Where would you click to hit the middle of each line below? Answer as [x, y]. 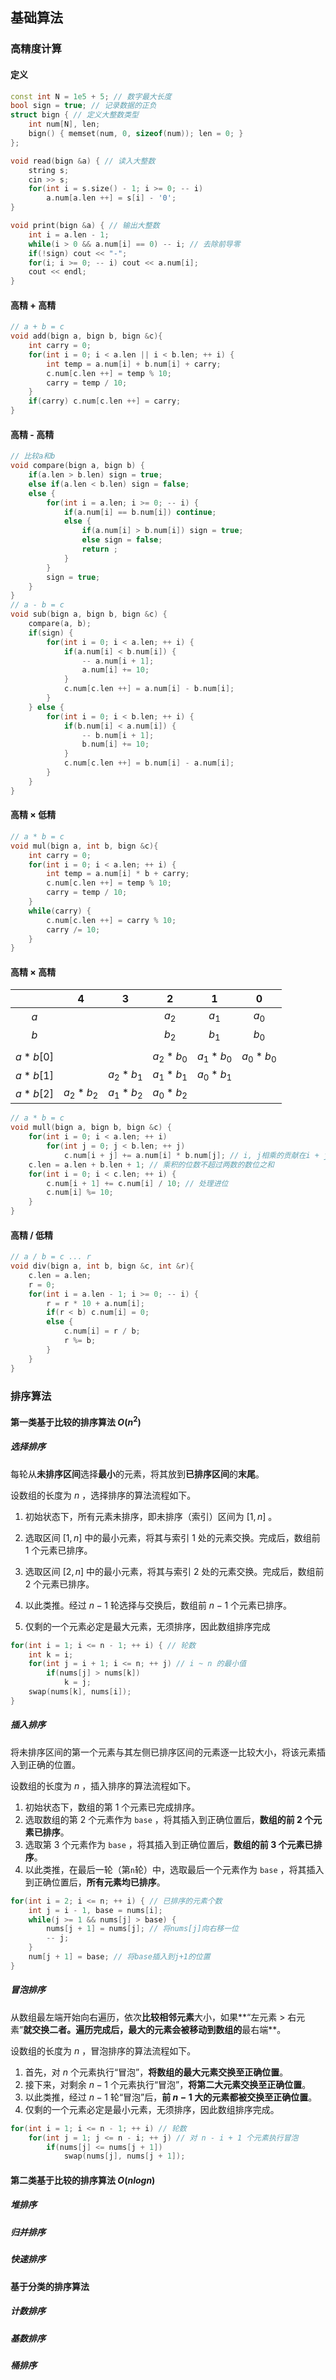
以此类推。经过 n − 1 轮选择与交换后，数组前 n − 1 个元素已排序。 [158, 1605]
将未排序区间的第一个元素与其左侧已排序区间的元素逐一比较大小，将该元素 [163, 1752]
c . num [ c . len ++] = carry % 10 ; [111, 920]
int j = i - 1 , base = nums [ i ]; [95, 1910]
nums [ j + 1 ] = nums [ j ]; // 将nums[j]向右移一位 [143, 1929]
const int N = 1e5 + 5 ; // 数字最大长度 [91, 96]
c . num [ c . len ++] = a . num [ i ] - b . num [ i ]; [149, 689]
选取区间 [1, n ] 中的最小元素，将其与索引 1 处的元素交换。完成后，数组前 [172, 1537]
